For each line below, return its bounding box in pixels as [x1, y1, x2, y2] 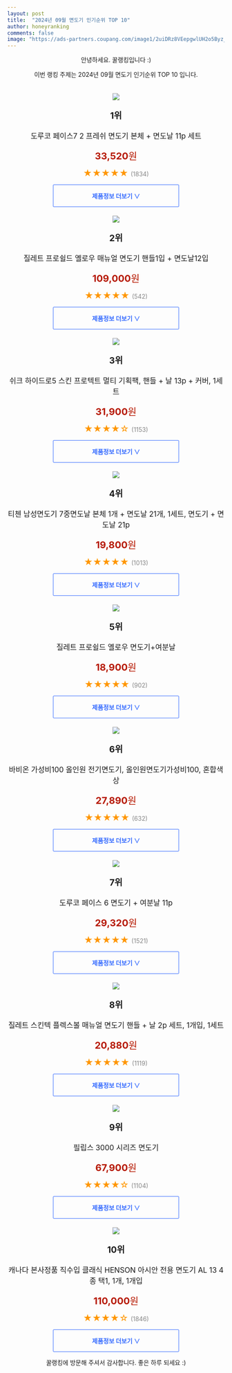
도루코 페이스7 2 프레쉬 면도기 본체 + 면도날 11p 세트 [30, 131, 202, 141]
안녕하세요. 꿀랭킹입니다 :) [80, 56, 152, 64]
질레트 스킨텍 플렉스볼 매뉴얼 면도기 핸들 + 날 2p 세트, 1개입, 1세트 [8, 1021, 224, 1030]
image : [7, 36, 26, 43]
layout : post [7, 10, 45, 17]
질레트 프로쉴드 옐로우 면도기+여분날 [56, 643, 176, 653]
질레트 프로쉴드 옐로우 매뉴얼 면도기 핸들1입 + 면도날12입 [23, 254, 209, 264]
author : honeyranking [7, 23, 70, 30]
